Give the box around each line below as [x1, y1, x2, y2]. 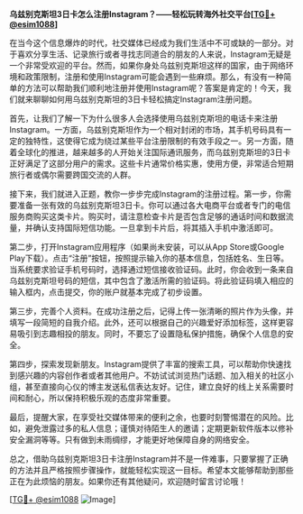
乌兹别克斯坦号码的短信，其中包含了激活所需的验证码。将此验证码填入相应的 [9, 275, 294, 286]
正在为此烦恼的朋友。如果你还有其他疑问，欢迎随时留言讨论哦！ [9, 476, 246, 486]
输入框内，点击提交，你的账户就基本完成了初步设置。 [9, 287, 207, 297]
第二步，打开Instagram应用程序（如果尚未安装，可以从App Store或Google [9, 242, 285, 252]
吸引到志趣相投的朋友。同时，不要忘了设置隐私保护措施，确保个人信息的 [16, 328, 286, 339]
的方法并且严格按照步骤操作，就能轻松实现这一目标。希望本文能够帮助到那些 [9, 464, 294, 475]
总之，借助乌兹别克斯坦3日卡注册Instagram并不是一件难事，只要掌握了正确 [9, 454, 289, 464]
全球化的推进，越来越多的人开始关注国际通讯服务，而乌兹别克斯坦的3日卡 [16, 147, 291, 157]
